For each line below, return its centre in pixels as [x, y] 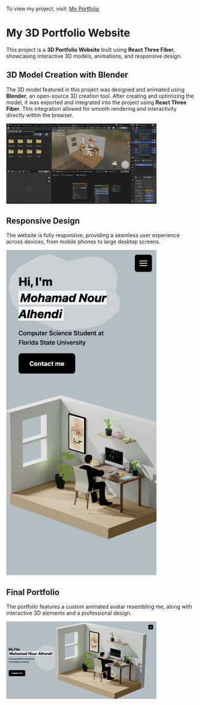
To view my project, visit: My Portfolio [53, 9]
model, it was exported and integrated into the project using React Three [96, 102]
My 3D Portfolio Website [68, 33]
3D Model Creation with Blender [67, 75]
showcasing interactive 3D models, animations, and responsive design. [94, 56]
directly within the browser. [40, 115]
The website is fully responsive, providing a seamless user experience [93, 235]
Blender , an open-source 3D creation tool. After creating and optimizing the [100, 96]
